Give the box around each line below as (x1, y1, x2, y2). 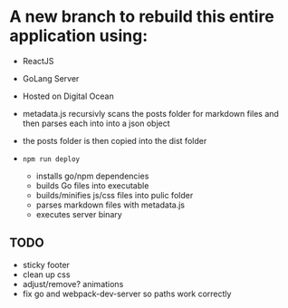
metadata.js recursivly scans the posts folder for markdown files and (22, 108, 279, 119)
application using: (9, 25, 148, 46)
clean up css (22, 269, 71, 280)
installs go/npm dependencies (35, 170, 149, 181)
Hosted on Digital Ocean (22, 91, 115, 101)
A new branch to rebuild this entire (9, 6, 274, 27)
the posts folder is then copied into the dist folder (22, 135, 207, 146)
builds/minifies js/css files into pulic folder (35, 189, 194, 200)
